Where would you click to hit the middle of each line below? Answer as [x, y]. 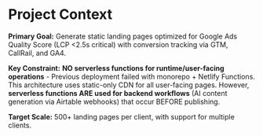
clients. [20, 125]
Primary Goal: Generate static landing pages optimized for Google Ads [123, 36]
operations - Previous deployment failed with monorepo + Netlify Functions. [131, 76]
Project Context [60, 15]
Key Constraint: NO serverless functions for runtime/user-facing [117, 68]
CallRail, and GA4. [37, 53]
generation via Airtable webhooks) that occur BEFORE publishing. [114, 101]
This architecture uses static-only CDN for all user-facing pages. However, [129, 85]
